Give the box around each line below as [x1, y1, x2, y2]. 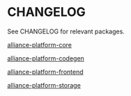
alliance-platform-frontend [7, 67, 84, 76]
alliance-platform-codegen [7, 54, 85, 63]
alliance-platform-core [7, 40, 72, 49]
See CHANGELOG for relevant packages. [7, 27, 125, 35]
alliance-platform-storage [7, 81, 82, 89]
